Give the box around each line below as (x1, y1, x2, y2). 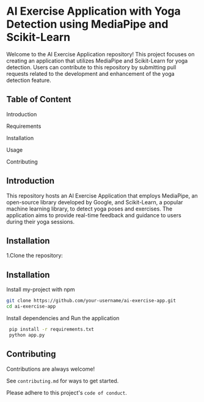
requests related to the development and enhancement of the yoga (6, 70, 175, 77)
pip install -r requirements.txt (9, 326, 95, 332)
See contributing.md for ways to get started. (6, 377, 119, 384)
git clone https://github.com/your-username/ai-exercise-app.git (6, 298, 176, 304)
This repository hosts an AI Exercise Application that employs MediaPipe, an (6, 192, 199, 199)
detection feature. (6, 76, 51, 84)
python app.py (9, 332, 45, 338)
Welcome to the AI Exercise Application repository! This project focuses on (6, 50, 195, 58)
